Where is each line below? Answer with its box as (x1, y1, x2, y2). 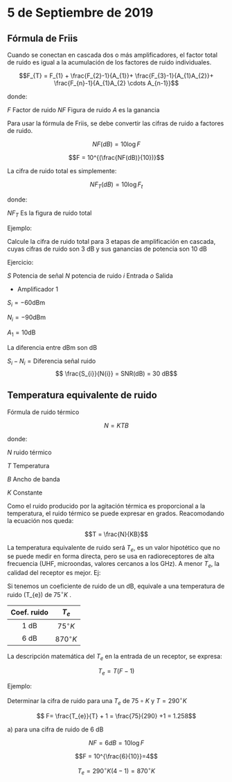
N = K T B (103, 421, 130, 429)
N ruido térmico (7, 448, 52, 456)
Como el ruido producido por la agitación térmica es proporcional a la (7, 501, 206, 510)
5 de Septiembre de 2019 (7, 5, 154, 21)
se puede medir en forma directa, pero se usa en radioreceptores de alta (7, 552, 215, 560)
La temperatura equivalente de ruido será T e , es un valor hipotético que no (7, 543, 220, 553)
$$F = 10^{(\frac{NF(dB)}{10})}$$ (68, 154, 165, 161)
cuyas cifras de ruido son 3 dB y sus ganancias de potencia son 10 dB (7, 245, 208, 253)
